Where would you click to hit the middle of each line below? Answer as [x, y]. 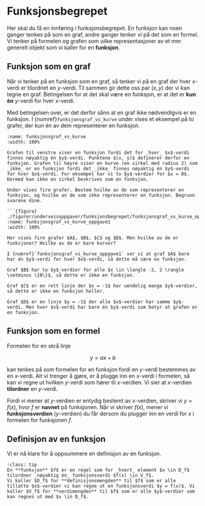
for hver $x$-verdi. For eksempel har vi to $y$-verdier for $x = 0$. [98, 174]
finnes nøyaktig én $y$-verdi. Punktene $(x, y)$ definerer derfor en [98, 158]
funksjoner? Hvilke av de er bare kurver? [61, 243]
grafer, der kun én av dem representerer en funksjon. [73, 125]
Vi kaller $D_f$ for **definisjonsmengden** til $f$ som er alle [91, 481]
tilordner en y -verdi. [33, 388]
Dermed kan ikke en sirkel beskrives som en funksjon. [78, 179]
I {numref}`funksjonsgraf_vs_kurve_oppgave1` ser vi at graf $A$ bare [98, 254]
